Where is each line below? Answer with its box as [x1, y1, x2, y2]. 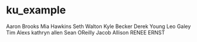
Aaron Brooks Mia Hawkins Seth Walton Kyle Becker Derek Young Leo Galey [6, 23, 191, 30]
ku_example [6, 3, 66, 17]
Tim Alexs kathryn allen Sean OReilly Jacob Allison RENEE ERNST [6, 29, 165, 36]
